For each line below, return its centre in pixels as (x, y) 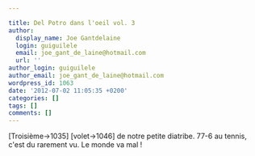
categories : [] (34, 98)
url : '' (29, 61)
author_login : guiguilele (52, 68)
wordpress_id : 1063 (41, 83)
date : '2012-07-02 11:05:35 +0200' (68, 91)
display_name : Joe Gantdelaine (68, 38)
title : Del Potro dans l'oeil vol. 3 (72, 23)
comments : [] (30, 113)
